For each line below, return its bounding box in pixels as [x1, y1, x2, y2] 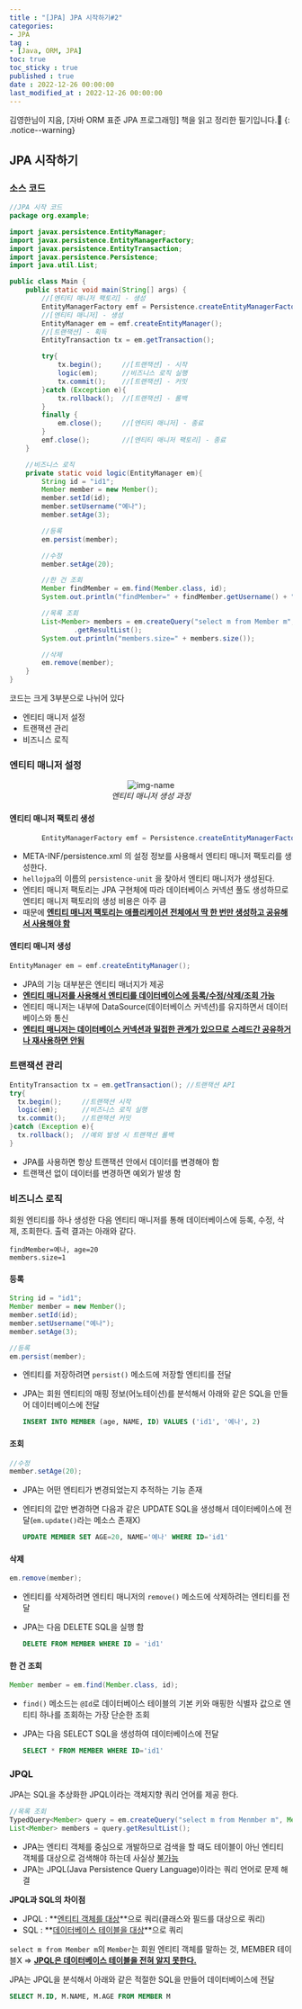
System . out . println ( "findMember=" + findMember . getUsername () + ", [41, 593, 299, 602]
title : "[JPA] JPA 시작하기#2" [9, 13, 123, 22]
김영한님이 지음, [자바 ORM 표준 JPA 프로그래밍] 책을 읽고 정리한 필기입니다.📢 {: [9, 114, 290, 125]
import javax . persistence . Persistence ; [9, 253, 159, 262]
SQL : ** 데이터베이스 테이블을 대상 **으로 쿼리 [22, 1924, 184, 1935]
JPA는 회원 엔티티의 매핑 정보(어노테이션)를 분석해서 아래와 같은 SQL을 [22, 1388, 272, 1399]
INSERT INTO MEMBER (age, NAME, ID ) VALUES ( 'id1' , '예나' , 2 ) [22, 1418, 261, 1427]
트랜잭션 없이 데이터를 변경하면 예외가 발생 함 [22, 1167, 182, 1179]
